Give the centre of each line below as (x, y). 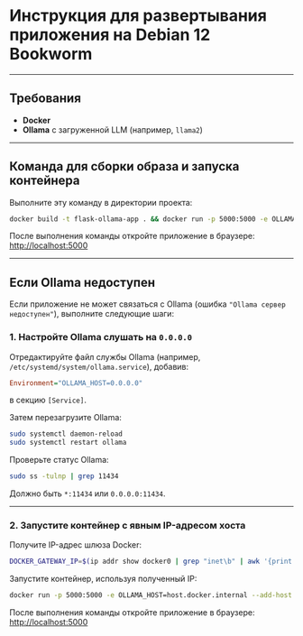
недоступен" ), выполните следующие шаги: (92, 314)
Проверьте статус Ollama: (60, 460)
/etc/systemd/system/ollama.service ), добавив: (99, 366)
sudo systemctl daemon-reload (66, 434)
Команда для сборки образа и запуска (124, 166)
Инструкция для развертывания (138, 16)
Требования (45, 99)
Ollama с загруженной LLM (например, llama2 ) (112, 129)
